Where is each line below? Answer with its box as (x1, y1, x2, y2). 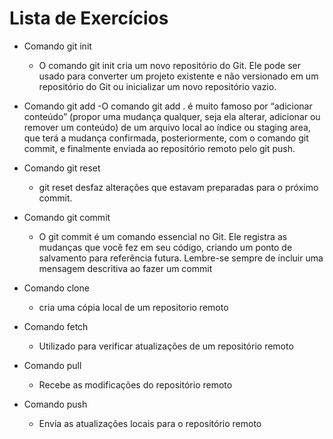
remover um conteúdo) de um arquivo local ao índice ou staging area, (23, 121, 311, 133)
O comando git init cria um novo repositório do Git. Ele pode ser (38, 59, 301, 71)
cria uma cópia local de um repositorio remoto (38, 301, 229, 313)
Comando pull (23, 359, 82, 371)
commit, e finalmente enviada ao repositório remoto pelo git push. (23, 142, 296, 154)
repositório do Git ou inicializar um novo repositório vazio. (38, 80, 277, 92)
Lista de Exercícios (9, 7, 169, 30)
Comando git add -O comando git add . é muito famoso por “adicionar (23, 100, 313, 112)
